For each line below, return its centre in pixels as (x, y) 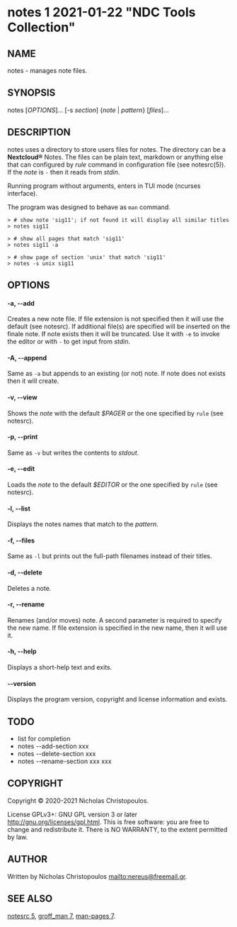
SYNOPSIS (31, 93)
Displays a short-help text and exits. (60, 667)
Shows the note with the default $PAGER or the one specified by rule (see (116, 413)
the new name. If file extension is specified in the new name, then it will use (117, 628)
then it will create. (33, 381)
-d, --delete (25, 572)
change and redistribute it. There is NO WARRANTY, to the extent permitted (117, 829)
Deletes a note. (29, 588)
